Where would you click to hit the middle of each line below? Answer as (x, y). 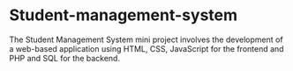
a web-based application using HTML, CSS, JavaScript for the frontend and (146, 48)
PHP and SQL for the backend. (65, 58)
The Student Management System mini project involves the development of (146, 39)
